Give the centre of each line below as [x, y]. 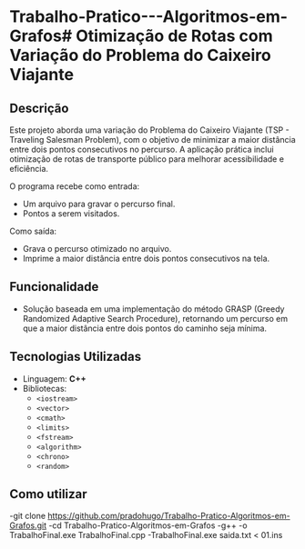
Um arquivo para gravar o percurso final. [99, 204]
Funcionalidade [54, 287]
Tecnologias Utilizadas [76, 357]
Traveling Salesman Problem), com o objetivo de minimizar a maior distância [152, 140]
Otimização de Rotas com [174, 36]
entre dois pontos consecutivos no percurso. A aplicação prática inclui [142, 149]
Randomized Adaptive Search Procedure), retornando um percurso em [155, 318]
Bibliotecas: [45, 388]
